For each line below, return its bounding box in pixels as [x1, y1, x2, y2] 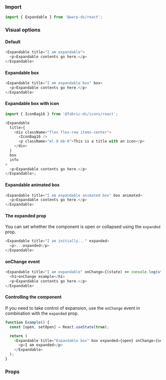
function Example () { [5, 320, 50, 325]
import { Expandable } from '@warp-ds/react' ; [5, 15, 103, 20]
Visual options [5, 26, 41, 33]
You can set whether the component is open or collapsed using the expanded [5, 224, 161, 230]
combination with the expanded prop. [5, 310, 79, 316]
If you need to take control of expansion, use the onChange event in [5, 305, 140, 311]
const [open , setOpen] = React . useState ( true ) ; [9, 325, 110, 329]
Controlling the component [5, 294, 62, 300]
